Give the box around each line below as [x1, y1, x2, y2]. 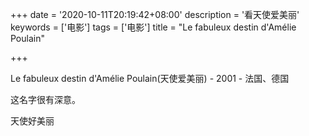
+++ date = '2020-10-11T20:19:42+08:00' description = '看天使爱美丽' [10, 9, 300, 20]
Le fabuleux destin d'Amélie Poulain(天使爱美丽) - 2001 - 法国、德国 [10, 73, 290, 84]
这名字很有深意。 [10, 94, 81, 105]
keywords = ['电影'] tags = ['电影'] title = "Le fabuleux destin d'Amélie [10, 21, 297, 33]
